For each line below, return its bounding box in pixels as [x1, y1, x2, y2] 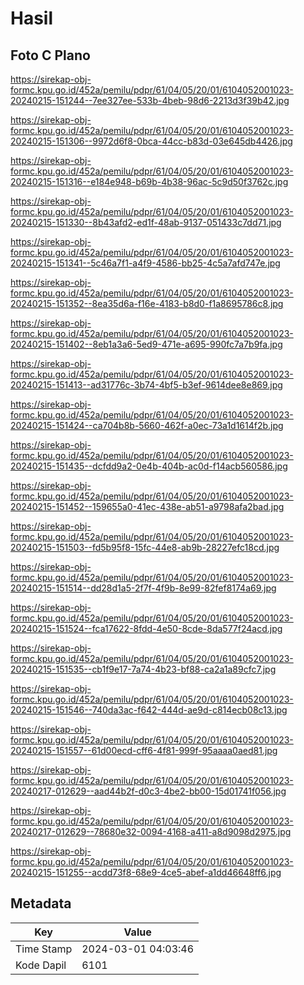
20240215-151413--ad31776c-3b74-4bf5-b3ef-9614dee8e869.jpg [10, 379, 283, 391]
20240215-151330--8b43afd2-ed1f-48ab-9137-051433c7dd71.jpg [10, 217, 282, 228]
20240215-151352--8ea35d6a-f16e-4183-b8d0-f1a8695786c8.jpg [10, 298, 284, 309]
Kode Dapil [15, 958, 67, 972]
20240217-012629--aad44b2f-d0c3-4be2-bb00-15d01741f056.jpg [10, 785, 287, 797]
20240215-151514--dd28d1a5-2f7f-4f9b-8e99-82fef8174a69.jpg [10, 582, 277, 594]
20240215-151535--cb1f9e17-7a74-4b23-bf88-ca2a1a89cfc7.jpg [10, 663, 277, 675]
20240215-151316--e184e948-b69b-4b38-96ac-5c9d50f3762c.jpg [10, 176, 289, 187]
